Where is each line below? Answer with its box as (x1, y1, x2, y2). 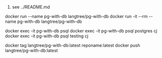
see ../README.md (12, 4, 50, 10)
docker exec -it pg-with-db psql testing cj (5, 33, 89, 39)
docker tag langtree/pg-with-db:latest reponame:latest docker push (5, 43, 141, 48)
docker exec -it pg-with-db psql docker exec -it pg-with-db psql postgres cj (5, 28, 158, 33)
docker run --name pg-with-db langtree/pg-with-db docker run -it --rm (5, 14, 148, 19)
